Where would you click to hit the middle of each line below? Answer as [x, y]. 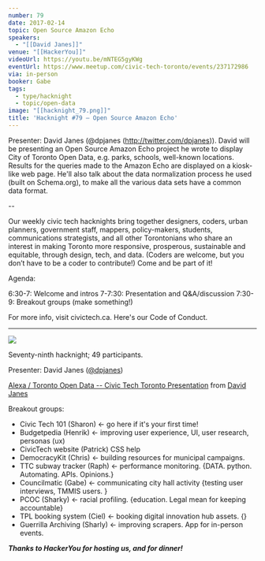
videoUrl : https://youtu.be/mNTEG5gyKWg [76, 60]
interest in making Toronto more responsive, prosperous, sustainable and [127, 246]
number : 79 [26, 15]
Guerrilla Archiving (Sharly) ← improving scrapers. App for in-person [131, 524]
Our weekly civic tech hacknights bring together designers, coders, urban [128, 221]
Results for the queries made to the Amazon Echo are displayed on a [119, 165]
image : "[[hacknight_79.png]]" [60, 111]
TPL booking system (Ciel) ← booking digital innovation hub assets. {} [133, 516]
